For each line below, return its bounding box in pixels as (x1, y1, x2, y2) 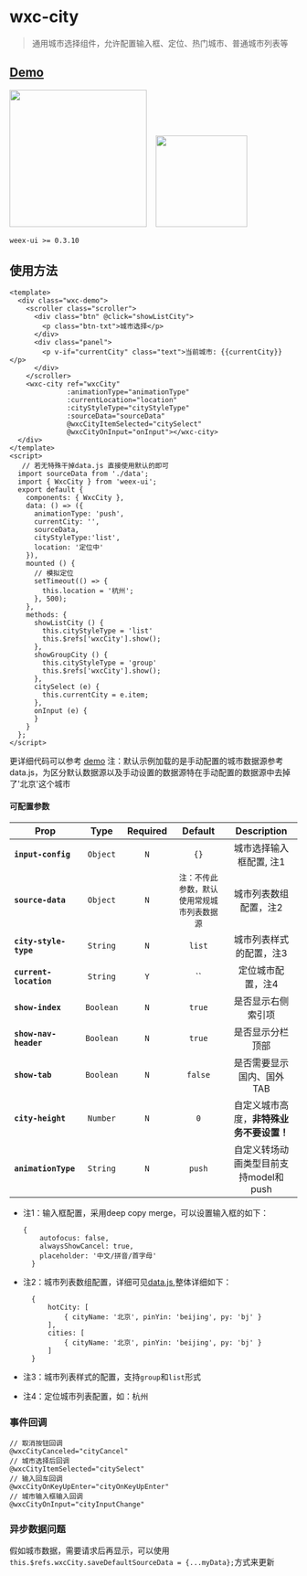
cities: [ (47, 1328, 85, 1337)
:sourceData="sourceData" (67, 411, 166, 421)
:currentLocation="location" (67, 395, 178, 404)
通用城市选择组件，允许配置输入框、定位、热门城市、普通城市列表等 (31, 37, 289, 48)
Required (126, 825, 167, 837)
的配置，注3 (235, 946, 288, 959)
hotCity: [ (47, 1303, 90, 1312)
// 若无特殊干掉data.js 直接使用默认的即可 (21, 461, 169, 470)
